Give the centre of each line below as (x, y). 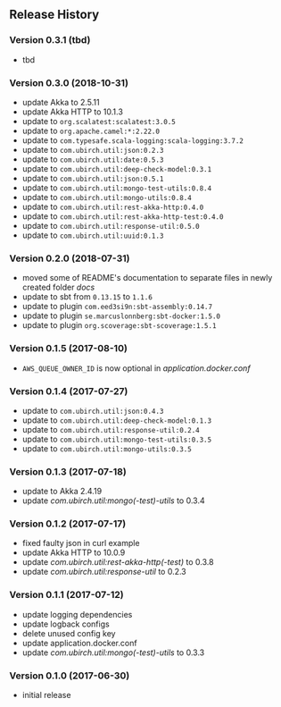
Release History (54, 15)
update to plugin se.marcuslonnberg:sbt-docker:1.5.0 (121, 316)
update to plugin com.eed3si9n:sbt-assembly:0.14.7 (117, 307)
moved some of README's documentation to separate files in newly (147, 278)
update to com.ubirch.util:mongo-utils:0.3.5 (107, 448)
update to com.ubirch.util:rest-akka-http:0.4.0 (113, 206)
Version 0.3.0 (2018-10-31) (69, 82)
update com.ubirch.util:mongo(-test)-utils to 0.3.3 (113, 652)
